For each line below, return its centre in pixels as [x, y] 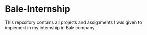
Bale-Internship [37, 9]
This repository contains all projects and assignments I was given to [73, 22]
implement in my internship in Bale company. [50, 27]
